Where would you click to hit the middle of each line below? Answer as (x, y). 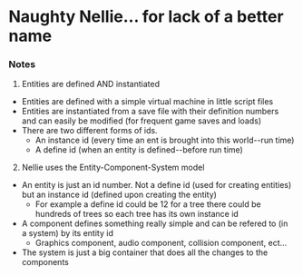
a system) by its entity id (68, 233)
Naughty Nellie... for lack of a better (146, 17)
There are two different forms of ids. (89, 131)
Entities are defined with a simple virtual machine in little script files (147, 102)
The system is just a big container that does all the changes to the (145, 252)
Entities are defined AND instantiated (91, 84)
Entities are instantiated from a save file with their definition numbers (150, 112)
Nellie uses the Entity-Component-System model (113, 168)
